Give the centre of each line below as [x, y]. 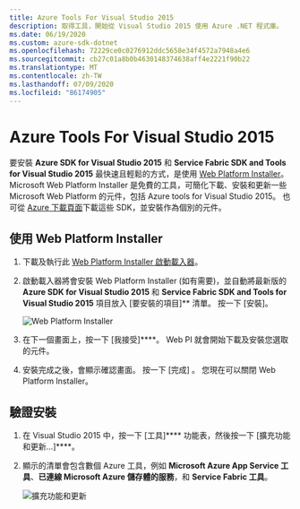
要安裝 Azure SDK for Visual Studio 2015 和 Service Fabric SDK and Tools [148, 163]
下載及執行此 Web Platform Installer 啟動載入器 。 [112, 262]
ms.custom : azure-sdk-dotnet [64, 43]
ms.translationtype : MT [54, 68]
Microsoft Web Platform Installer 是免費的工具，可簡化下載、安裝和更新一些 [148, 185]
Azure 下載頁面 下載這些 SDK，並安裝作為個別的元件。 [126, 208]
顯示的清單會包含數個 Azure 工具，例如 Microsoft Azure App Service [150, 466]
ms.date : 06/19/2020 [48, 34]
